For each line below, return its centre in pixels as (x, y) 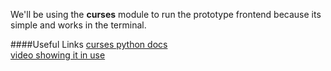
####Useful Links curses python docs (89, 44)
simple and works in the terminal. (78, 25)
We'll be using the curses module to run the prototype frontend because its (166, 14)
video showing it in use (58, 55)
